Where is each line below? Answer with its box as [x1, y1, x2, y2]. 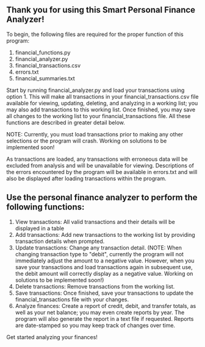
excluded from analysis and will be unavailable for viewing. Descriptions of [6, 161, 194, 169]
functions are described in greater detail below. [6, 119, 125, 126]
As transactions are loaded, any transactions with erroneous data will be [6, 155, 188, 163]
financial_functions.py [15, 49, 71, 56]
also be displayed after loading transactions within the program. [6, 175, 167, 182]
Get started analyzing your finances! [6, 333, 98, 340]
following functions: [6, 202, 85, 212]
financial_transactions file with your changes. [15, 295, 129, 303]
